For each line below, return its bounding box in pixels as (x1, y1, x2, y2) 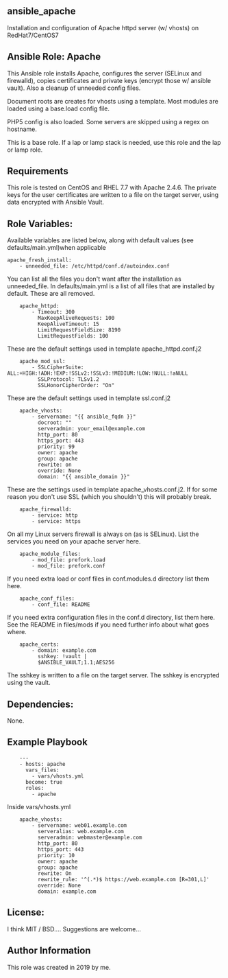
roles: (25, 784, 45, 791)
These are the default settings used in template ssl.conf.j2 (7, 394, 171, 402)
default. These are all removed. (7, 290, 95, 298)
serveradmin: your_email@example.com (37, 426, 146, 432)
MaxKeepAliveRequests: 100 (37, 315, 115, 322)
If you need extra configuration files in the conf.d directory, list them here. (7, 614, 216, 622)
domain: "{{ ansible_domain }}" (37, 474, 130, 480)
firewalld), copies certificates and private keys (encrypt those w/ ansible (7, 76, 211, 84)
